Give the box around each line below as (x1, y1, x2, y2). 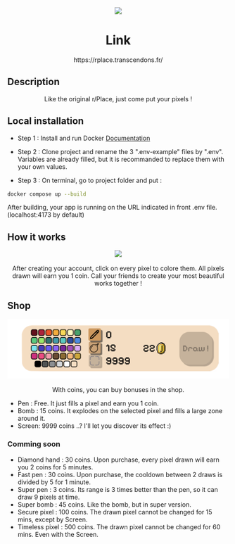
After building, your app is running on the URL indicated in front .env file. (7, 203, 217, 212)
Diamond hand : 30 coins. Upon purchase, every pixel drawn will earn (17, 455, 220, 464)
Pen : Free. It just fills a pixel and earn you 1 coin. (17, 399, 159, 407)
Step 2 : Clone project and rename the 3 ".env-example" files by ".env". (17, 147, 224, 156)
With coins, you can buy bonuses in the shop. (51, 386, 185, 394)
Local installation (7, 115, 84, 127)
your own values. (17, 162, 68, 171)
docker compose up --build (7, 190, 87, 198)
